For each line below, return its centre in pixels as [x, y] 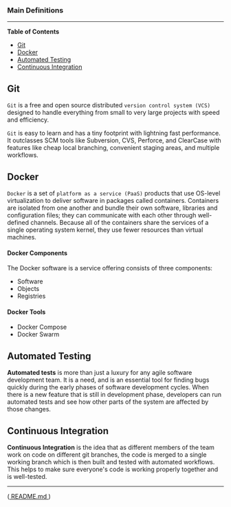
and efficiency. [28, 120]
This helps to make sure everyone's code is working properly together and [113, 469]
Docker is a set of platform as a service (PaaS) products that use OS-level [114, 193]
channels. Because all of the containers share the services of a [120, 222]
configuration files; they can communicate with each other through [102, 215]
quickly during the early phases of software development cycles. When [108, 387]
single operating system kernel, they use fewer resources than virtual [105, 230]
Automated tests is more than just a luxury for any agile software [100, 373]
